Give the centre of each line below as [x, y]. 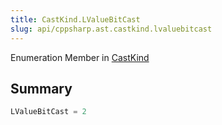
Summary [41, 88]
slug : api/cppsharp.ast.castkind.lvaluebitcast [111, 29]
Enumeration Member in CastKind [80, 57]
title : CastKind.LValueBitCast [75, 19]
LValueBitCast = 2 [48, 112]
